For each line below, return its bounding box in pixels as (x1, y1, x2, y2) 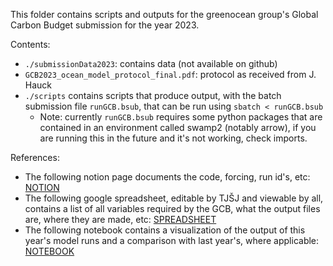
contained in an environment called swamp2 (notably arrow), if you (39, 122, 317, 133)
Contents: (10, 39, 51, 50)
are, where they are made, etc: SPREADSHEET (24, 214, 217, 225)
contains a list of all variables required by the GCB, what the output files (24, 203, 321, 214)
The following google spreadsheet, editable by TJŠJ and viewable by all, (24, 192, 324, 204)
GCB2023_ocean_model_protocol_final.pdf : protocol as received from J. (24, 69, 317, 80)
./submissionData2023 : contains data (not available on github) (24, 58, 278, 69)
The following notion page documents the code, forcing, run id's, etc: (24, 171, 311, 183)
